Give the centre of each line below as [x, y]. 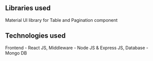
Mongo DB [16, 53]
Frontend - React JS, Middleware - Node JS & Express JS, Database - [77, 48]
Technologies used [35, 36]
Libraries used [28, 8]
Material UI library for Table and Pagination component [62, 20]
